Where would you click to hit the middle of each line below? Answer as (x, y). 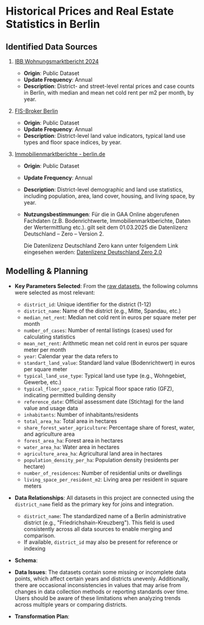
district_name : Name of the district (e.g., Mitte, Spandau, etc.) (102, 311)
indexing (35, 548)
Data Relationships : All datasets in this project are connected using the (104, 497)
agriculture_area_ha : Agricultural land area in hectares (93, 453)
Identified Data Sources (52, 47)
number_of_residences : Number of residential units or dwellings (103, 473)
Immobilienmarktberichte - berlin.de (60, 154)
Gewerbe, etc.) (42, 382)
